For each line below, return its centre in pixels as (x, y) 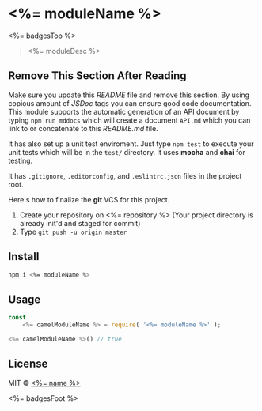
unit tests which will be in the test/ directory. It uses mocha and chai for (127, 152)
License (28, 364)
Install (24, 256)
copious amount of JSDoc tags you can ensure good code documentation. (130, 103)
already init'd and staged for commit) (80, 223)
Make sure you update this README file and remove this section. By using (129, 95)
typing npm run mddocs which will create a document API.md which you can (129, 120)
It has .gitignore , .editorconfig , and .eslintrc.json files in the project (125, 175)
